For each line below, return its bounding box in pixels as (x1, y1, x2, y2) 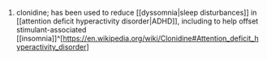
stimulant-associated (15, 25, 87, 34)
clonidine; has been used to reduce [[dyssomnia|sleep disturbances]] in (15, 8, 257, 17)
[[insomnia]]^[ (15, 33, 63, 43)
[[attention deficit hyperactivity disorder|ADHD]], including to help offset (15, 16, 259, 26)
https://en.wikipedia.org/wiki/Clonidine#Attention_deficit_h (62, 33, 259, 43)
